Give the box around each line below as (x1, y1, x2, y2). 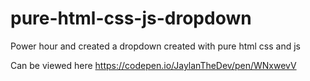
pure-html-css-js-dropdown (10, 7, 252, 30)
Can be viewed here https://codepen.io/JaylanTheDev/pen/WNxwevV (10, 59, 297, 71)
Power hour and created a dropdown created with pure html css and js (10, 40, 301, 52)
